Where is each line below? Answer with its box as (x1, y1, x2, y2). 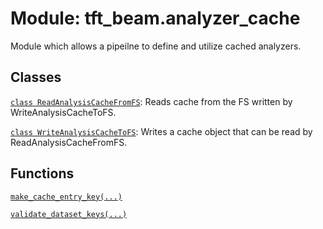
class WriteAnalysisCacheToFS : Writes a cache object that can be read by (10, 125, 313, 137)
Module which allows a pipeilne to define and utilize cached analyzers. (10, 40, 302, 52)
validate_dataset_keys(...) (10, 209, 128, 219)
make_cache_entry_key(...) (10, 192, 123, 202)
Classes (10, 69, 62, 86)
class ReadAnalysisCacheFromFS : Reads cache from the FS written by (10, 95, 293, 107)
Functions (10, 165, 75, 182)
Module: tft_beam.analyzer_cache (10, 7, 301, 30)
